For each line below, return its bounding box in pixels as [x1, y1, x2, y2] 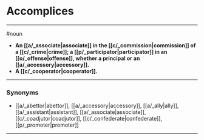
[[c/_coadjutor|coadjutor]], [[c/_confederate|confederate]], [15, 115, 163, 122]
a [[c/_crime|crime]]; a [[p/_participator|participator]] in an [15, 48, 168, 55]
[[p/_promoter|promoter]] [15, 121, 79, 128]
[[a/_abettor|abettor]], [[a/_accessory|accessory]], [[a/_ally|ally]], [15, 102, 179, 110]
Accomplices [6, 4, 74, 18]
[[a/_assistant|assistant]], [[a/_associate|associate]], [15, 108, 146, 116]
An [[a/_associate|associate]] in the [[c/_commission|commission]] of [15, 41, 196, 49]
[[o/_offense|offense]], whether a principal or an [15, 55, 140, 62]
